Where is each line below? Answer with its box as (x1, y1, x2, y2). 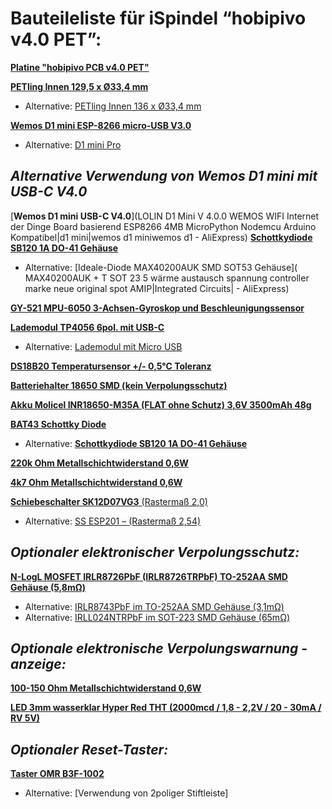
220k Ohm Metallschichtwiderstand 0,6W (10, 457, 189, 469)
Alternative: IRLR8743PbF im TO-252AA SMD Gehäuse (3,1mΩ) (24, 600, 285, 612)
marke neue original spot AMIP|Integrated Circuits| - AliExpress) (24, 282, 290, 294)
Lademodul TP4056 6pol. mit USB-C (10, 321, 165, 333)
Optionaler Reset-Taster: (10, 741, 169, 758)
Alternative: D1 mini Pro (24, 138, 122, 151)
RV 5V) (10, 712, 41, 724)
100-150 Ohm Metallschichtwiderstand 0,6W (10, 682, 202, 694)
